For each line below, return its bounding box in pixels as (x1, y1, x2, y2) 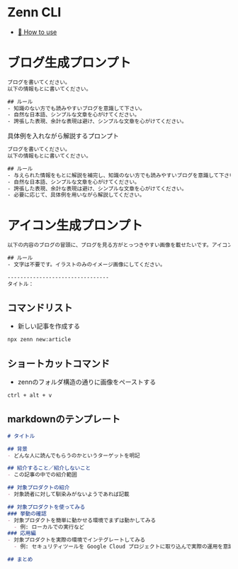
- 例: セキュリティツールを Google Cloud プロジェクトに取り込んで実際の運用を (13, 543, 223, 551)
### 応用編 (7, 530, 37, 537)
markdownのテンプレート (7, 413, 121, 426)
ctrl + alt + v (7, 392, 52, 399)
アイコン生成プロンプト (7, 218, 143, 234)
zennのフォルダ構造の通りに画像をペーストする (17, 377, 157, 387)
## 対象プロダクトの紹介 (7, 484, 70, 492)
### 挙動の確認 (7, 510, 47, 517)
